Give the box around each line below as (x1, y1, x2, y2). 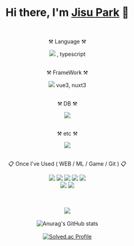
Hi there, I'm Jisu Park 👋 (5, 6, 130, 20)
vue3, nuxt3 (56, 81, 87, 88)
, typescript (56, 50, 86, 58)
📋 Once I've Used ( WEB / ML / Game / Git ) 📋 (8, 160, 127, 167)
